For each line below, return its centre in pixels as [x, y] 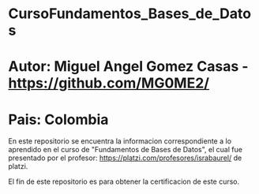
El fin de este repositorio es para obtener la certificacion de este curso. [124, 181]
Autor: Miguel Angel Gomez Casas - [128, 67]
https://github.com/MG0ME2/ [109, 83]
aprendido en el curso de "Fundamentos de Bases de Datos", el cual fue [126, 150]
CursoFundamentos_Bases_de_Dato [129, 14]
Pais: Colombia [58, 119]
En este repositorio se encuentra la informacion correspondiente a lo [120, 141]
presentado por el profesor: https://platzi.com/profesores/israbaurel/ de [125, 158]
